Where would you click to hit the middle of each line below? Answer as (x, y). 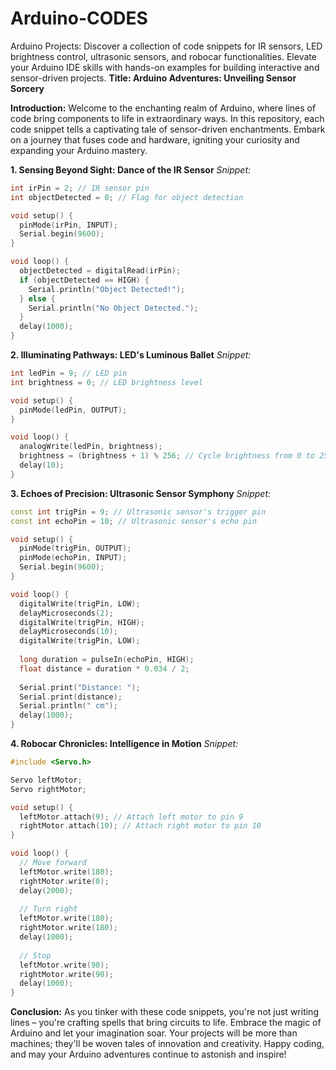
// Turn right (48, 909)
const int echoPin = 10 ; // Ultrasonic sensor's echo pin (133, 521)
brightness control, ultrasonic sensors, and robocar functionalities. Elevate (163, 56)
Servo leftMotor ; (46, 780)
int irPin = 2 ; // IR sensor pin (80, 188)
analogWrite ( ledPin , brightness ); (91, 447)
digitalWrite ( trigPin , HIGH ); (82, 622)
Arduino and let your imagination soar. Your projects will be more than (154, 1033)
